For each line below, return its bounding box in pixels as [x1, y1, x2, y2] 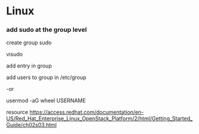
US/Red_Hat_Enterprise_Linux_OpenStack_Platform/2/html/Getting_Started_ [6, 115, 193, 122]
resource [6, 109, 29, 116]
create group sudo [6, 39, 52, 46]
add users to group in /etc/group [6, 74, 87, 81]
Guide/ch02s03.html [6, 121, 57, 129]
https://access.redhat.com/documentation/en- [29, 109, 144, 116]
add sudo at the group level [6, 26, 87, 34]
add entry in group [6, 62, 52, 69]
